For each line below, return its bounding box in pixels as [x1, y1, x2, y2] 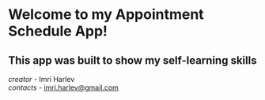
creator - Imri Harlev [8, 75, 75, 83]
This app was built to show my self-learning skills [8, 54, 257, 67]
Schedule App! [8, 22, 108, 40]
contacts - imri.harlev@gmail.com [8, 83, 119, 92]
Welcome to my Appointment [8, 6, 204, 24]
